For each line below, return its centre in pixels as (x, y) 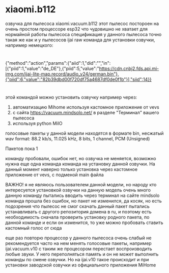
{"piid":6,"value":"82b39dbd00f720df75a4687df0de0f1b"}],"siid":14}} (78, 80)
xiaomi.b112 (31, 9)
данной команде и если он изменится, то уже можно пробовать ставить (84, 222)
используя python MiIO (37, 123)
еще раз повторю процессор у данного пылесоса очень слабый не (78, 238)
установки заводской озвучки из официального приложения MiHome (81, 265)
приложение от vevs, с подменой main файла (55, 175)
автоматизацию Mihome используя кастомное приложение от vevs (86, 107)
